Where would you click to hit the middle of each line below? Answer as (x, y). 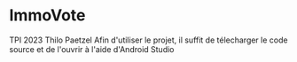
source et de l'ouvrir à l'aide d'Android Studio (92, 49)
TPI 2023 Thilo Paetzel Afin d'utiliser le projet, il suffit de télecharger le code (148, 40)
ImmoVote (47, 15)
